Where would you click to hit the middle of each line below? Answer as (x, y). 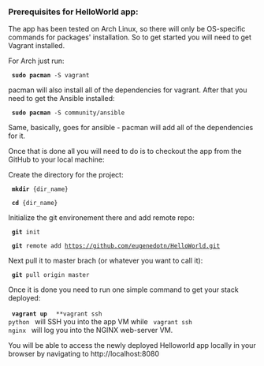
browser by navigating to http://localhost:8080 (84, 354)
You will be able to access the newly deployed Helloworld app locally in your (132, 345)
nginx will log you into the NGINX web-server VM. (91, 331)
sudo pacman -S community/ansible (68, 113)
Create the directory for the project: (66, 175)
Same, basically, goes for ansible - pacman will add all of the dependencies (131, 128)
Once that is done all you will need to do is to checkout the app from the (125, 151)
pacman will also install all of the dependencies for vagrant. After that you (128, 90)
